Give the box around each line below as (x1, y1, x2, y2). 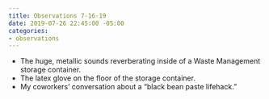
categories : (8, 27, 48, 35)
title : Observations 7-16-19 (8, 11, 107, 20)
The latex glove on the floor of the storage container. (19, 73, 196, 83)
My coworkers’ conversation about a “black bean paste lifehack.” (19, 82, 237, 92)
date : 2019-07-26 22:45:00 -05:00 (8, 19, 125, 27)
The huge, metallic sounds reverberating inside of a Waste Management (19, 56, 261, 66)
